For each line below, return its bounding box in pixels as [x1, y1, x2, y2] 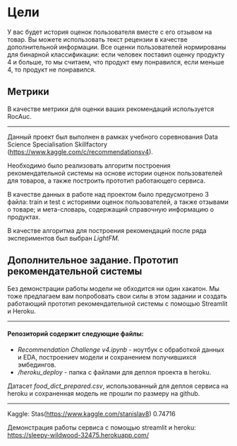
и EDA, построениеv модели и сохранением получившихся [17, 353, 197, 361]
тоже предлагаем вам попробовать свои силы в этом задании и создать [7, 292, 227, 300]
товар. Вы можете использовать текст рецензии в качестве [7, 35, 188, 43]
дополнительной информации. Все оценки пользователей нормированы [7, 42, 226, 51]
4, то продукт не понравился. [7, 65, 97, 74]
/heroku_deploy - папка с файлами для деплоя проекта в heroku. [17, 367, 212, 376]
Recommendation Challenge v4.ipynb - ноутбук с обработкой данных [17, 345, 224, 354]
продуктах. [7, 212, 41, 221]
